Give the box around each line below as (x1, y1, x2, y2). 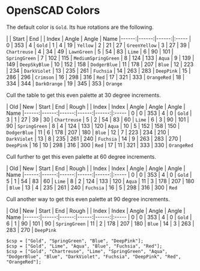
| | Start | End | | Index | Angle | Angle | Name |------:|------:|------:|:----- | (6, 35, 191, 42)
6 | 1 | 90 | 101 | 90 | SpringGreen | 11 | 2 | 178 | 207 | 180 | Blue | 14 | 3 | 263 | (6, 220, 195, 227)
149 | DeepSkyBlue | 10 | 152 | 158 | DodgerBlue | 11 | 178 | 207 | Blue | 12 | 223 (6, 61, 194, 68)
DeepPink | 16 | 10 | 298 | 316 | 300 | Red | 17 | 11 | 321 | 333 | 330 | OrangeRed (6, 141, 193, 148)
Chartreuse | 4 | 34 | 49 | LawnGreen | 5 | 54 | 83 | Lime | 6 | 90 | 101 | (6, 47, 174, 55)
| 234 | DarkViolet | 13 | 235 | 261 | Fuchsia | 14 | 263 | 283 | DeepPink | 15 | (6, 67, 191, 74)
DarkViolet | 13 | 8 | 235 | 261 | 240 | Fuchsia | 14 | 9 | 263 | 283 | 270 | (6, 135, 181, 142)
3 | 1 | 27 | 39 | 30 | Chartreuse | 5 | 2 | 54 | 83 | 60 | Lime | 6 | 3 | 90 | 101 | (6, 115, 189, 123)
